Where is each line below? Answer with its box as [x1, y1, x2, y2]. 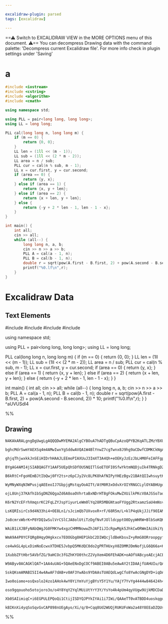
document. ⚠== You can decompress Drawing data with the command [5, 40, 151, 46]
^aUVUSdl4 [5, 400, 29, 406]
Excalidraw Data [5, 291, 74, 303]
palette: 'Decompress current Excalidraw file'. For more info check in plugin [5, 45, 160, 51]
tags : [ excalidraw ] [5, 16, 46, 22]
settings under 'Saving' [5, 51, 53, 57]
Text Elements [5, 311, 51, 320]
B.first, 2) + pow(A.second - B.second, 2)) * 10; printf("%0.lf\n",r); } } [5, 395, 147, 401]
